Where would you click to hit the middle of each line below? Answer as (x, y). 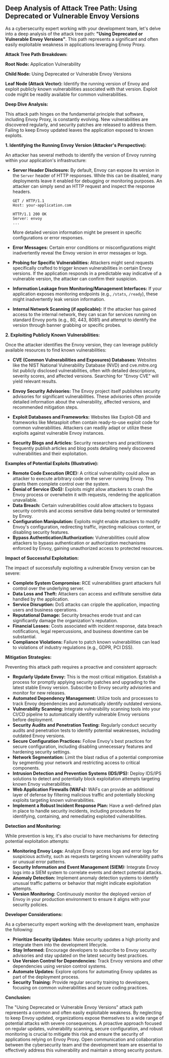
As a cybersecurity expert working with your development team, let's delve (83, 28)
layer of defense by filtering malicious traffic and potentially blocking (83, 794)
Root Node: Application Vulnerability (43, 64)
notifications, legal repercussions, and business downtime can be (80, 631)
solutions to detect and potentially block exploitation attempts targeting (86, 778)
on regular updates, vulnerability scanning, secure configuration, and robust (84, 1028)
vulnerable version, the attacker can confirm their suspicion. (75, 279)
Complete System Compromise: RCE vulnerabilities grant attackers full (87, 583)
